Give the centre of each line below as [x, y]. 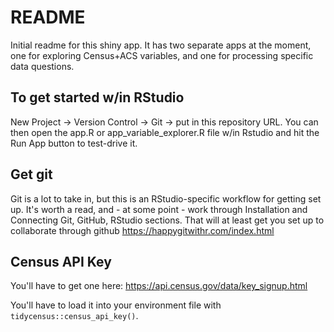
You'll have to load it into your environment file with [116, 305]
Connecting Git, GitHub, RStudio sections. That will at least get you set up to [167, 220]
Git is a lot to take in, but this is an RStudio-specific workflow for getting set [166, 198]
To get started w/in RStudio [97, 97]
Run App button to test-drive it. [74, 143]
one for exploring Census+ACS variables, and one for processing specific [162, 55]
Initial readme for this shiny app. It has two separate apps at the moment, [161, 45]
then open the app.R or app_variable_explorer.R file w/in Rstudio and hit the [165, 132]
